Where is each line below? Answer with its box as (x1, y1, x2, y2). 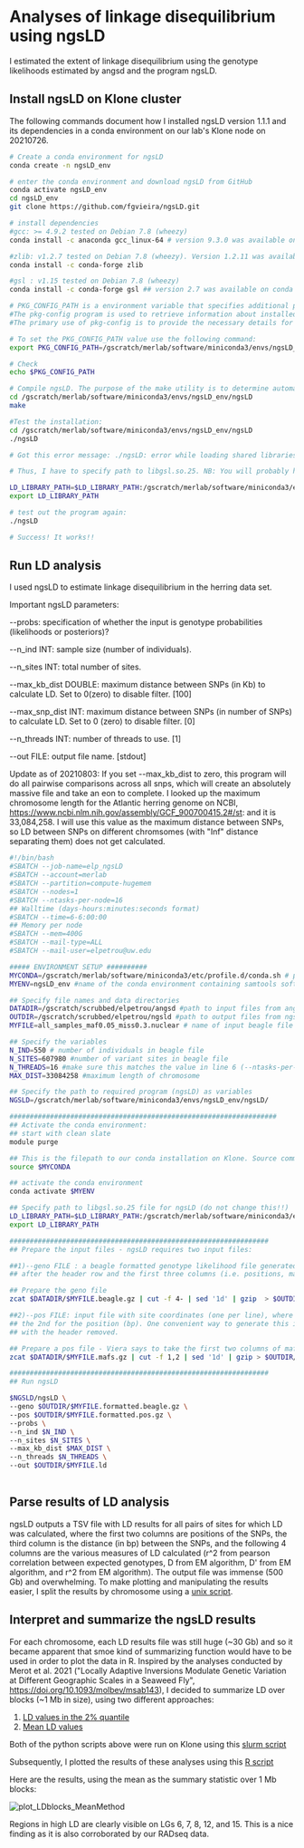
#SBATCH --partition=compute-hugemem (9, 879, 152, 889)
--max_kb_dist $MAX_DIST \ (9, 1444, 111, 1453)
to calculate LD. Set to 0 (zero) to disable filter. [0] (9, 716, 196, 727)
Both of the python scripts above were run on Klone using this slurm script (9, 1738, 287, 1749)
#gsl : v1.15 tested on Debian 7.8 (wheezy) (9, 276, 180, 286)
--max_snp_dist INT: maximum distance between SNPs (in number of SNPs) (9, 707, 292, 717)
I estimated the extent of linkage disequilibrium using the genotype (9, 55, 259, 66)
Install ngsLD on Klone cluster (9, 91, 182, 107)
